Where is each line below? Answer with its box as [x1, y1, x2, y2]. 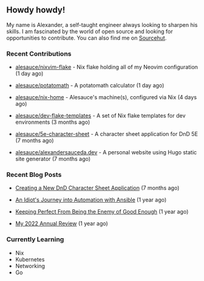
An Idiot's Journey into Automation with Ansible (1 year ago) [15, 196, 167, 204]
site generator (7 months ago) [15, 155, 91, 163]
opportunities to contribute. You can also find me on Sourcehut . [6, 34, 167, 42]
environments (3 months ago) [15, 119, 91, 126]
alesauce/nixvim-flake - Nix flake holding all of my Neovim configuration [15, 64, 198, 71]
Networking [15, 262, 45, 269]
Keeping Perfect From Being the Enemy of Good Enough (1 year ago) [15, 208, 189, 215]
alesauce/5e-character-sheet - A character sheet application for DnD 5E [15, 130, 198, 138]
